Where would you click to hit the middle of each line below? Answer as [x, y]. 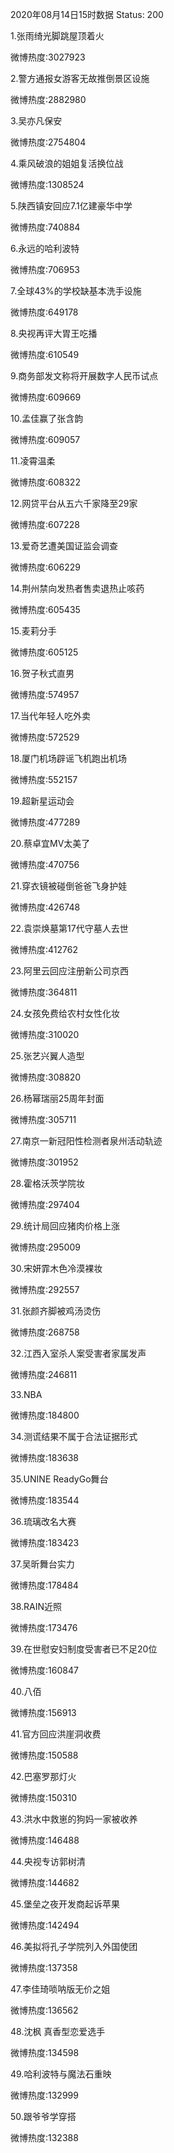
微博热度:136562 [44, 2010]
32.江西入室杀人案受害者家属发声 [78, 1353]
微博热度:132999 [44, 2095]
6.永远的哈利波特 [45, 248]
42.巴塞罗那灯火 [43, 1776]
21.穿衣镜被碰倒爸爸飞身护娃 [69, 886]
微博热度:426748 [45, 907]
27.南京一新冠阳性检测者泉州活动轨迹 [86, 1141]
